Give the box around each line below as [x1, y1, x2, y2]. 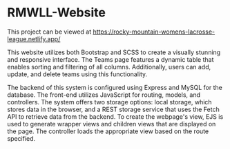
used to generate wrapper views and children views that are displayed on [7, 119, 216, 128]
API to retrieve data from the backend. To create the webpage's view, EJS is [7, 112, 224, 121]
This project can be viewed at [7, 27, 92, 36]
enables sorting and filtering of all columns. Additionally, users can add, [7, 62, 211, 71]
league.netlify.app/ [7, 34, 61, 43]
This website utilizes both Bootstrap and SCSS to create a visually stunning [7, 48, 221, 56]
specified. [7, 134, 36, 142]
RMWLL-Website [7, 5, 106, 21]
